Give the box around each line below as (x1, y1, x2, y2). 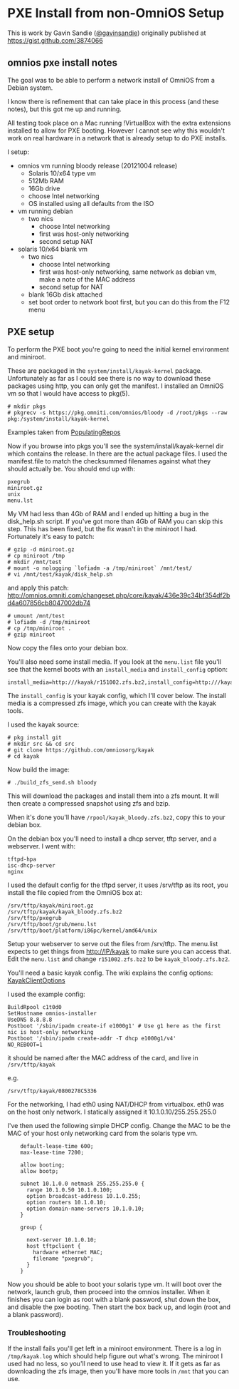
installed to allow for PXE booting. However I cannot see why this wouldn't (7, 126, 225, 135)
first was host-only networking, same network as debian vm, (38, 267, 217, 276)
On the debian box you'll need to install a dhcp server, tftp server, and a (7, 834, 217, 843)
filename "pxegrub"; (33, 1255, 94, 1262)
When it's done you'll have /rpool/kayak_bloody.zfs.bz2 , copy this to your (7, 813, 225, 821)
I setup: (7, 148, 30, 156)
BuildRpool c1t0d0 (7, 1003, 62, 1010)
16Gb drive (28, 184, 60, 193)
